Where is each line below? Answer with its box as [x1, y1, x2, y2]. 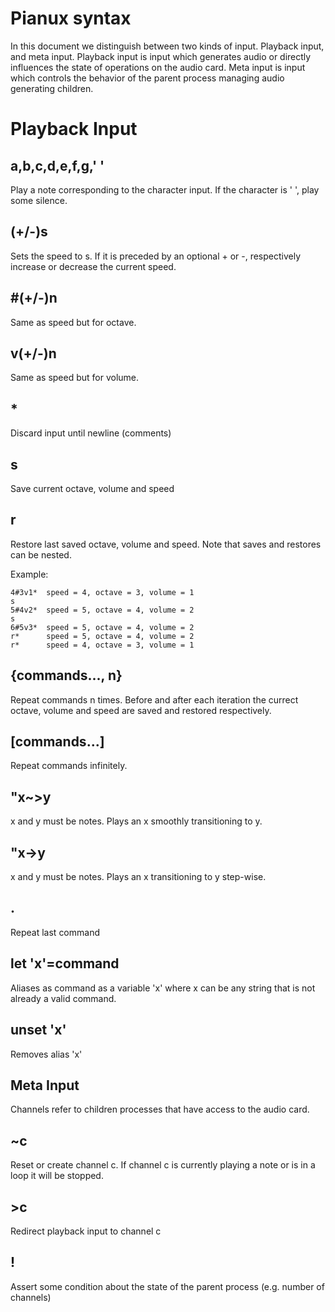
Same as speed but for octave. [10, 316, 137, 328]
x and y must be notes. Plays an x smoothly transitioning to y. [10, 815, 263, 827]
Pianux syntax [10, 7, 132, 30]
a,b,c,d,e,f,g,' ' [10, 157, 105, 174]
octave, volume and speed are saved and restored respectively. [10, 704, 272, 716]
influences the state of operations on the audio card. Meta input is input [10, 61, 306, 73]
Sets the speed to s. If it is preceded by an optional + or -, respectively [10, 250, 302, 262]
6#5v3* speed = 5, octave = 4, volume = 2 [10, 622, 195, 632]
